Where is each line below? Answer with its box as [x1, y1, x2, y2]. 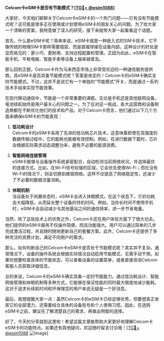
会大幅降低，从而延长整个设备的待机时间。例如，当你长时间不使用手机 [12, 200, 154, 205]
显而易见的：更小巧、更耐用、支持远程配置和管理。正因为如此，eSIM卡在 [5, 50, 152, 56]
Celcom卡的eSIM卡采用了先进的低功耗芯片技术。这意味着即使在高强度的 [12, 130, 158, 136]
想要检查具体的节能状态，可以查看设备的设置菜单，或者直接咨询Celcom [13, 257, 158, 263]
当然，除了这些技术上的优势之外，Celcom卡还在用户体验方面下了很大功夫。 [5, 216, 158, 222]
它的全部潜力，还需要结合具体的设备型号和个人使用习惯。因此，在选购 [9, 302, 150, 308]
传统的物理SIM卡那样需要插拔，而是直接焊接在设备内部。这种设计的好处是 [9, 44, 159, 49]
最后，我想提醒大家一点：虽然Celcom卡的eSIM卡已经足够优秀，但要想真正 [5, 296, 155, 302]
